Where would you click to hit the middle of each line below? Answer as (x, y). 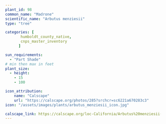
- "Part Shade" (25, 60)
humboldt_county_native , (46, 37)
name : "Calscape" (32, 96)
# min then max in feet (30, 64)
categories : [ (20, 32)
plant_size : (17, 69)
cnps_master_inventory (44, 42)
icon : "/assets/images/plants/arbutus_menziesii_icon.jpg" (67, 105)
